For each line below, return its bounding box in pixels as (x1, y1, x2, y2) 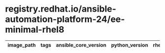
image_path (7, 41, 36, 48)
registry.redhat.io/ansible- (5, 3, 116, 15)
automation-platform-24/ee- (5, 14, 125, 25)
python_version (111, 41, 148, 48)
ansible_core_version (55, 41, 107, 48)
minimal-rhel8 (5, 24, 65, 35)
